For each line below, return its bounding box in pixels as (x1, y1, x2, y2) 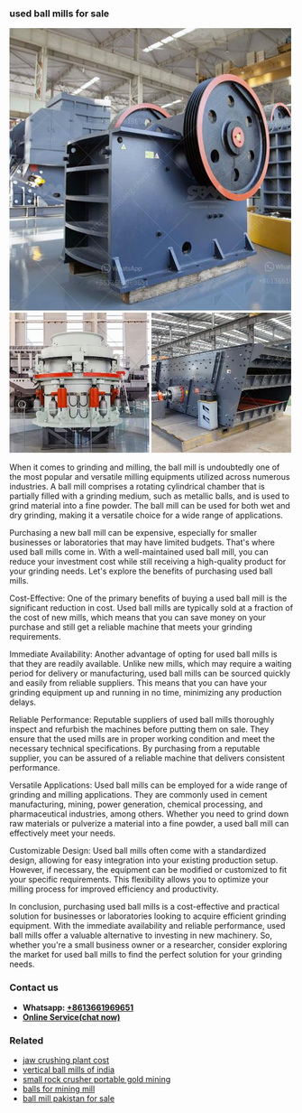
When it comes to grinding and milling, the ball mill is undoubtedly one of (9, 462, 280, 472)
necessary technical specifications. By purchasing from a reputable (9, 744, 261, 754)
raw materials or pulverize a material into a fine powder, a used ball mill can (9, 818, 289, 829)
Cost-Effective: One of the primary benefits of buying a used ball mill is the (9, 593, 288, 603)
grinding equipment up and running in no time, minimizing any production (9, 687, 282, 698)
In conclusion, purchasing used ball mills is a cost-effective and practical (9, 902, 279, 912)
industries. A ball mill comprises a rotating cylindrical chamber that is (9, 482, 266, 492)
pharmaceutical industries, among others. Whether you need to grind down (9, 809, 289, 819)
